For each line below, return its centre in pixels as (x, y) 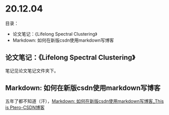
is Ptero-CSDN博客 (25, 107)
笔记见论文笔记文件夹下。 (32, 70)
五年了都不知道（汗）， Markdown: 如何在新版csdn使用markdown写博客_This (85, 101)
